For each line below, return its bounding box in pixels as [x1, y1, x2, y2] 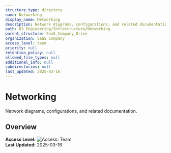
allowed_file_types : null [5, 55, 60, 60]
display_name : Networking [5, 17, 60, 22]
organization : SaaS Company [5, 36, 65, 41]
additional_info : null [5, 60, 53, 65]
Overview [5, 123, 37, 132]
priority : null [5, 45, 38, 50]
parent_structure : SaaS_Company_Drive [5, 31, 88, 36]
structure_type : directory [5, 7, 63, 13]
